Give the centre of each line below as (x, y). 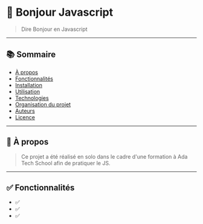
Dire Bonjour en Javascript (54, 29)
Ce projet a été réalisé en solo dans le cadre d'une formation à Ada (104, 156)
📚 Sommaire (31, 55)
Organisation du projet (43, 104)
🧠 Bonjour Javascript (60, 12)
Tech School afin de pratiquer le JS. (66, 163)
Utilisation (27, 91)
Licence (25, 117)
